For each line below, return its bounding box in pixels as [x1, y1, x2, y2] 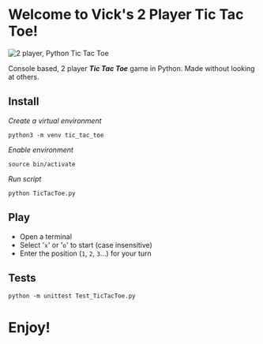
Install [8, 95, 39, 108]
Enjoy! [8, 318, 51, 336]
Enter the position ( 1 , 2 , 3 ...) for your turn [19, 249, 152, 258]
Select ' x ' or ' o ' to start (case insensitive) [19, 240, 152, 249]
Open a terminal [19, 231, 73, 241]
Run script [8, 174, 42, 183]
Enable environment [8, 144, 73, 155]
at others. [8, 72, 39, 81]
